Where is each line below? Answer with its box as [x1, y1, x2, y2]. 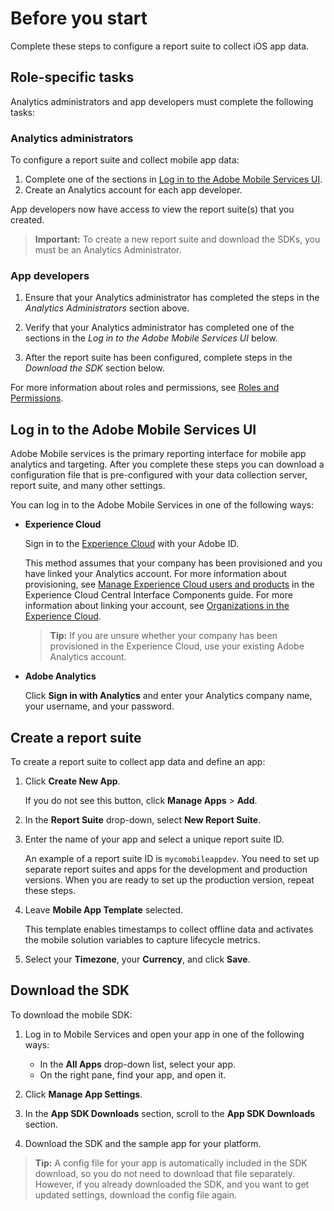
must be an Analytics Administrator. [34, 244, 182, 256]
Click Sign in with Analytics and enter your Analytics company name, [24, 690, 313, 702]
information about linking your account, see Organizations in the [24, 600, 290, 612]
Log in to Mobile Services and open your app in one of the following [24, 1028, 305, 1040]
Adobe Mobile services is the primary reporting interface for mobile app [10, 448, 307, 460]
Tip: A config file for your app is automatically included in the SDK [34, 1157, 308, 1169]
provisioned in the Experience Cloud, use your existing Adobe [49, 640, 305, 652]
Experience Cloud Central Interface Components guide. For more [24, 589, 293, 601]
